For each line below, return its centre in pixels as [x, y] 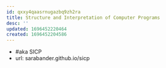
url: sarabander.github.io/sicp [52, 58]
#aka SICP [28, 52]
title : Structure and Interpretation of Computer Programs [83, 18]
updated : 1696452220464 [37, 29]
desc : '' [17, 23]
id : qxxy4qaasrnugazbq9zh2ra [43, 12]
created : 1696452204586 [37, 35]
